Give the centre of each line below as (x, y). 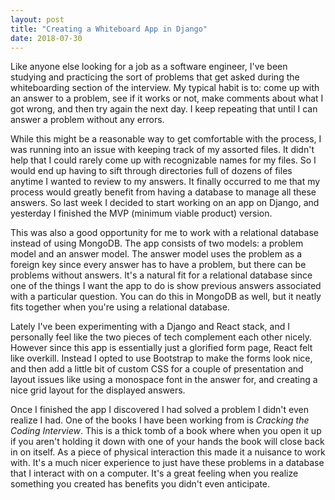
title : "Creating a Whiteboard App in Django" (109, 29)
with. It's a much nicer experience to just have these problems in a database (167, 463)
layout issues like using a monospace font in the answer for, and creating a (164, 380)
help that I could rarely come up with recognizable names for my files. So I (163, 160)
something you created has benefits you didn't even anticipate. (140, 484)
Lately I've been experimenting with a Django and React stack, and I (150, 327)
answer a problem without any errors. (87, 120)
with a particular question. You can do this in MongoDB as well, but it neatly (166, 297)
